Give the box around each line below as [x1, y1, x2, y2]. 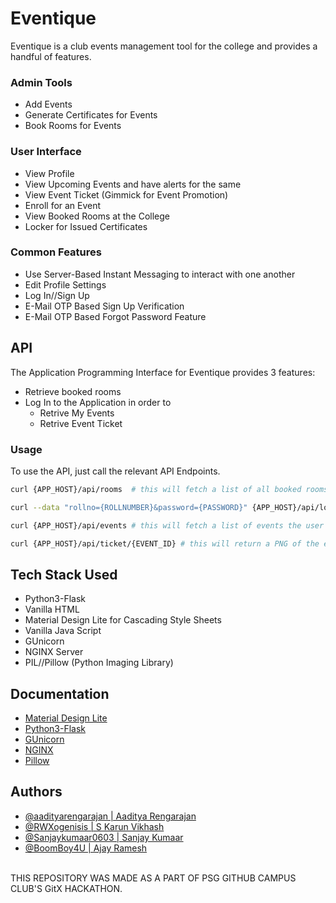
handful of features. [10, 50, 92, 62]
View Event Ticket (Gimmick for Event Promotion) [24, 188, 229, 201]
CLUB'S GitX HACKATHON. [10, 882, 123, 894]
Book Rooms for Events [24, 120, 122, 132]
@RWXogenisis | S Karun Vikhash [24, 820, 165, 832]
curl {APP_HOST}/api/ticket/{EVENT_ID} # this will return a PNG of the [10, 538, 320, 549]
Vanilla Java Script [24, 625, 102, 637]
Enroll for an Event [24, 199, 102, 211]
